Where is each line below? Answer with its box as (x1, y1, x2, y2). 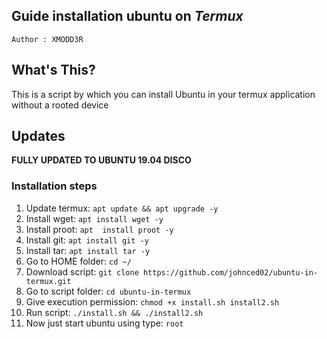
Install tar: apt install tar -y (25, 244, 151, 256)
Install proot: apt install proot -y (25, 223, 174, 235)
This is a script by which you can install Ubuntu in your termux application (11, 88, 316, 100)
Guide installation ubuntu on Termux (11, 8, 244, 25)
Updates (11, 128, 66, 145)
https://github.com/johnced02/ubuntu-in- (142, 267, 319, 278)
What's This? (11, 62, 96, 79)
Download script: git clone (25, 265, 139, 278)
